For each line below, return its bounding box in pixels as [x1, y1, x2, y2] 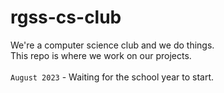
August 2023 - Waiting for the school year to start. [10, 71, 215, 83]
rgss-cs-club [10, 6, 122, 29]
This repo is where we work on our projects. [10, 49, 192, 61]
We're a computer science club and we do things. [10, 39, 215, 51]
